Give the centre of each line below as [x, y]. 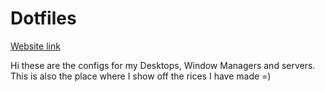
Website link [35, 46]
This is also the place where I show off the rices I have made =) [141, 76]
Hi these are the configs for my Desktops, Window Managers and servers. [163, 65]
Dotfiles [43, 18]
